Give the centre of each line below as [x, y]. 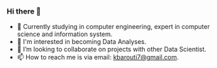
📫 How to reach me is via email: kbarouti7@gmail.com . [98, 57]
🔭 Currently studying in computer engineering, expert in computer [113, 27]
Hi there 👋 [24, 11]
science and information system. [65, 34]
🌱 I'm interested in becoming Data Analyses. [82, 42]
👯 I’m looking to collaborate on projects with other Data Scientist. [112, 50]
